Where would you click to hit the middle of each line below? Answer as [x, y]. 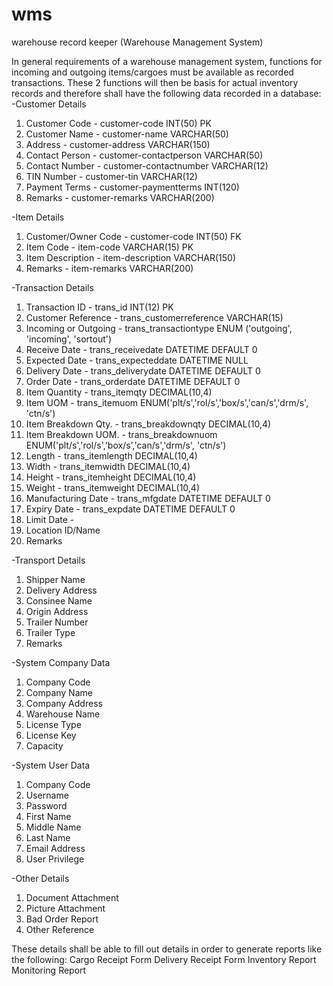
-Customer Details [49, 104]
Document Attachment [72, 897]
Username [47, 795]
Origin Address [57, 611]
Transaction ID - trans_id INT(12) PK [99, 307]
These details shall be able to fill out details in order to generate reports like [167, 949]
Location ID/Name [63, 530]
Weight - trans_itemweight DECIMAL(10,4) [113, 487]
